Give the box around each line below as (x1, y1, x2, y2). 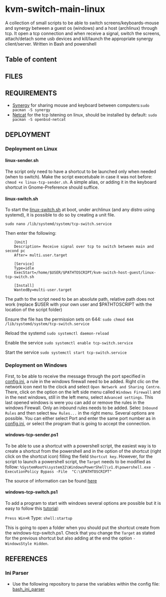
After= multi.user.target (14, 253, 68, 258)
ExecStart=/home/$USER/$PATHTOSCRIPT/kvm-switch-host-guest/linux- (14, 270, 156, 275)
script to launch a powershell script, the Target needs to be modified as (5, 458, 151, 464)
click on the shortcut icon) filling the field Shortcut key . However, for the (5, 453, 153, 459)
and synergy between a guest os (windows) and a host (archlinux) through (5, 25, 158, 31)
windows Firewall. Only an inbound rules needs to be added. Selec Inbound (5, 405, 158, 411)
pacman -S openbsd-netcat (12, 117, 66, 122)
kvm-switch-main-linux (5, 3, 106, 15)
